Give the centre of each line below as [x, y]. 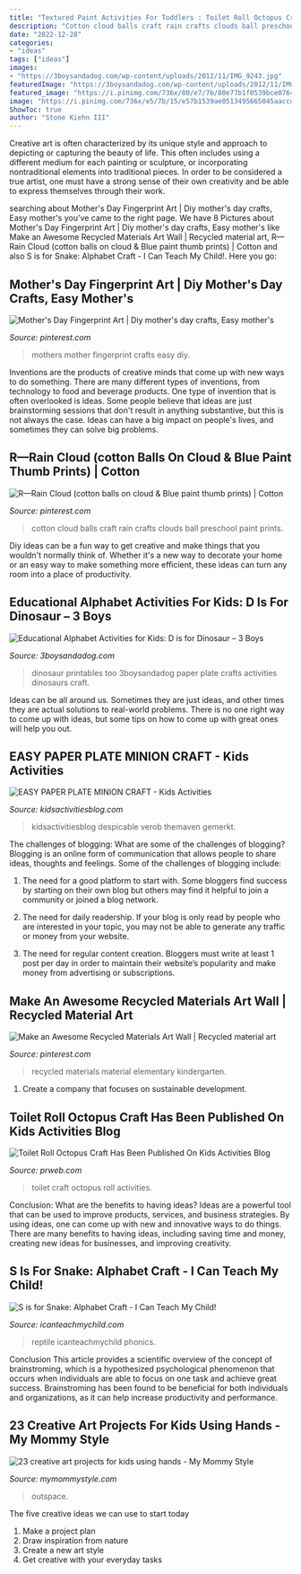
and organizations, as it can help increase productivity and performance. [143, 1397]
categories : [31, 43]
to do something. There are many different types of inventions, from [134, 382]
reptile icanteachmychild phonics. [94, 1341]
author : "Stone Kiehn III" [60, 118]
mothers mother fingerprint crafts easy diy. [111, 355]
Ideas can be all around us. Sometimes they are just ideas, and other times [147, 699]
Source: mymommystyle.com [63, 1479]
